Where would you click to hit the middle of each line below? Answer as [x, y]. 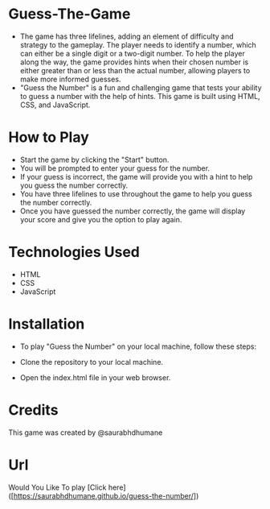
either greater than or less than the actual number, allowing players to [135, 70]
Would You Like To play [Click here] [67, 487]
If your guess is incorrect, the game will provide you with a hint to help [136, 176]
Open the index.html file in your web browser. [95, 377]
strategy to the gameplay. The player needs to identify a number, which [138, 44]
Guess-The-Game [70, 14]
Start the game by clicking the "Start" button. [94, 159]
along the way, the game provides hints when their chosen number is [134, 62]
